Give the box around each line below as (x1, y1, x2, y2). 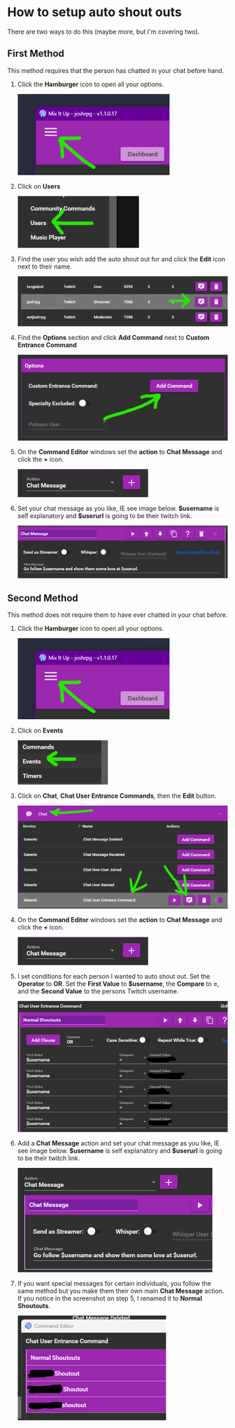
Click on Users (17, 182, 61, 190)
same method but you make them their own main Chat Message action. (17, 1286, 225, 1295)
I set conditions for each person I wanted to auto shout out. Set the (17, 972, 211, 981)
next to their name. (17, 262, 72, 271)
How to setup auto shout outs (7, 4, 182, 20)
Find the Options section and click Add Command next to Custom (17, 334, 210, 342)
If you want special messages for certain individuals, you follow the (17, 1279, 212, 1287)
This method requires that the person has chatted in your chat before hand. (7, 66, 225, 74)
